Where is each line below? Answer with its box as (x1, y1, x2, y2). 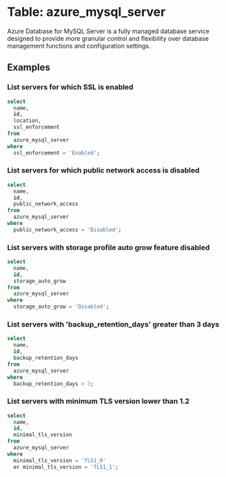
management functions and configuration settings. (7, 41, 151, 50)
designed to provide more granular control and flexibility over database (7, 34, 209, 42)
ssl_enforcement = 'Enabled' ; (13, 149, 100, 156)
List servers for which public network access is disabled (7, 166, 200, 175)
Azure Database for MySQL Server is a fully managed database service (7, 27, 210, 35)
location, (13, 117, 41, 124)
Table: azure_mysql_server (7, 4, 166, 20)
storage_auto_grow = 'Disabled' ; (13, 303, 110, 311)
